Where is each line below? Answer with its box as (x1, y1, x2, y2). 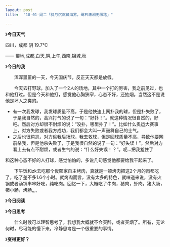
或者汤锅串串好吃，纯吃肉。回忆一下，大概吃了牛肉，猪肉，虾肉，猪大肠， (9, 180, 165, 186)
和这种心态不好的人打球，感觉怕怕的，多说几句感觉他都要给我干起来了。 (5, 157, 156, 163)
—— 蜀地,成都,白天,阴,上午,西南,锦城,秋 (5, 53, 87, 59)
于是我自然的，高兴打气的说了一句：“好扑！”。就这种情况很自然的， (12, 114, 154, 120)
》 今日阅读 (5, 197, 25, 203)
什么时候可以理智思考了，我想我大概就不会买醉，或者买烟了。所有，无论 (14, 219, 165, 225)
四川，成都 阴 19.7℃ (5, 42, 48, 48)
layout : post (5, 7, 33, 13)
